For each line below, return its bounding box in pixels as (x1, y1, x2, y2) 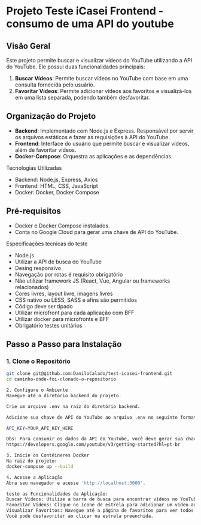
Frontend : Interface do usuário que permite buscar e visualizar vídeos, (14, 140, 190, 147)
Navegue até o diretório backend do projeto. (6, 392, 121, 398)
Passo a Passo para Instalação (6, 339, 122, 349)
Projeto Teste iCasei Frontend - (6, 4, 164, 18)
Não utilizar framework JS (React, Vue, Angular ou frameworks (14, 277, 170, 284)
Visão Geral (6, 41, 51, 51)
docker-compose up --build (6, 463, 74, 469)
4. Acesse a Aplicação (6, 474, 63, 481)
